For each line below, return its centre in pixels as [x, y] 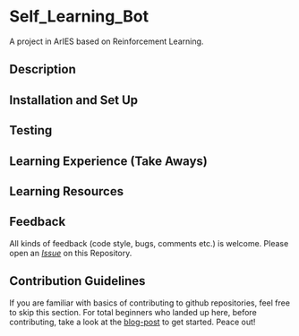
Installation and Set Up [74, 100]
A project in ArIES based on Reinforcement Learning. [107, 41]
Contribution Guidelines [77, 281]
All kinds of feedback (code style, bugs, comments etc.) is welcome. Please [149, 243]
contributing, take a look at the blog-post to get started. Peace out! [132, 322]
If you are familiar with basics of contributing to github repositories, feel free [150, 303]
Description [43, 69]
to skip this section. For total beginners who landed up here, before [133, 312]
